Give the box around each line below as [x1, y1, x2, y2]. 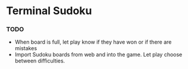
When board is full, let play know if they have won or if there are [14, 38, 172, 45]
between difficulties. [14, 57, 65, 64]
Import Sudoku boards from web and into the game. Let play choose [14, 51, 183, 58]
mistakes [14, 45, 37, 52]
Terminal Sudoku [6, 4, 92, 18]
